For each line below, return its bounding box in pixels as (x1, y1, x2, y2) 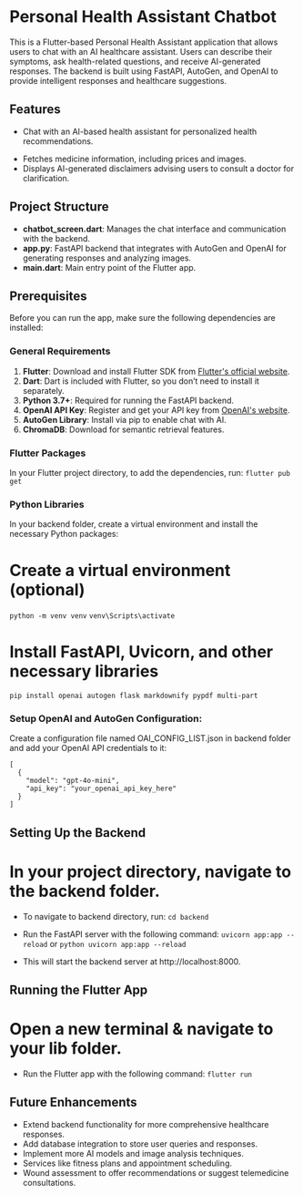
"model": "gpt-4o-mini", (25, 777, 120, 786)
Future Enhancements (9, 1095, 138, 1110)
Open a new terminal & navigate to (9, 1019, 274, 1040)
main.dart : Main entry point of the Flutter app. (22, 262, 197, 273)
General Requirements (9, 345, 111, 357)
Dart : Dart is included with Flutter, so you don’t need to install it (22, 376, 259, 386)
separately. (22, 385, 66, 396)
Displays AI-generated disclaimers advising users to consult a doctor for (22, 162, 295, 174)
